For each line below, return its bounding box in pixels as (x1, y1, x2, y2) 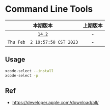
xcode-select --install (5, 68, 54, 73)
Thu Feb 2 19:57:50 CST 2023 (7, 39, 79, 45)
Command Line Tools (5, 3, 93, 15)
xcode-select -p (5, 73, 38, 78)
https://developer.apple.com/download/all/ (12, 100, 99, 106)
